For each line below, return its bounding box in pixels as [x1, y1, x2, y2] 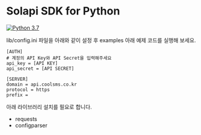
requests [15, 115, 38, 122]
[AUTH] [6, 48, 23, 55]
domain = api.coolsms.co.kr [6, 81, 77, 87]
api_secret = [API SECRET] [6, 65, 74, 72]
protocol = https [6, 86, 50, 93]
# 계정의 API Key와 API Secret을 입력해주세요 [6, 55, 112, 61]
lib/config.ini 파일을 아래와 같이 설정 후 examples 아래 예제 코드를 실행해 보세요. [6, 36, 196, 43]
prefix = [6, 92, 28, 98]
